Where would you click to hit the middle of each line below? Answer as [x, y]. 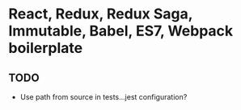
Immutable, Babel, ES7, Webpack [121, 31]
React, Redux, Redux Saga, [100, 14]
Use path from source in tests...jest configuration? [104, 97]
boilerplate [46, 48]
